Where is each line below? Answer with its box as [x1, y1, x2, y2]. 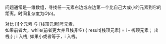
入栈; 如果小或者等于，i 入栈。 [18, 34, 80, 39]
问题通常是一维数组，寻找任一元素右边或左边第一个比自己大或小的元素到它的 [5, 4, 162, 10]
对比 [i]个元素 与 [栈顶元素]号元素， [5, 21, 77, 27]
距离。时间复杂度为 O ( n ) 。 [5, 10, 58, 16]
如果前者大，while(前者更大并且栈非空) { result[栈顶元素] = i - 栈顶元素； [5, 27, 153, 33]
